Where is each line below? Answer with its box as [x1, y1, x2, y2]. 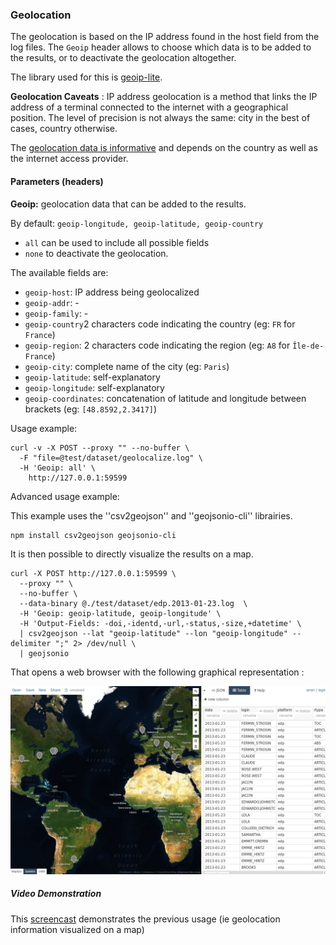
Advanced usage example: [10, 490, 120, 502]
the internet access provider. [10, 153, 129, 165]
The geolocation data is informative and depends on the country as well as [10, 142, 318, 154]
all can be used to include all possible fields [24, 236, 210, 248]
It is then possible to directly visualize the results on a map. [10, 548, 254, 560]
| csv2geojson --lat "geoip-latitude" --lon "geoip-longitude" [19, 628, 288, 638]
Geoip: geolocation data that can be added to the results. [10, 198, 247, 210]
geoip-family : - [24, 307, 89, 319]
